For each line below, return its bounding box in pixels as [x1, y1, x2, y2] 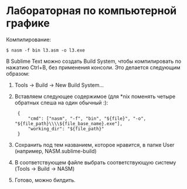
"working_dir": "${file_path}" [28, 126, 104, 131]
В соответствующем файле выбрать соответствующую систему [14, 158, 176, 166]
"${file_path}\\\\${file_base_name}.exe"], [14, 120, 123, 127]
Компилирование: [6, 36, 52, 43]
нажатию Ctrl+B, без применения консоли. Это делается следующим [6, 63, 181, 71]
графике [6, 16, 50, 30]
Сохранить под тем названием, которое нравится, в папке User [14, 141, 175, 148]
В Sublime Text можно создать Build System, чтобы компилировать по [6, 58, 182, 65]
